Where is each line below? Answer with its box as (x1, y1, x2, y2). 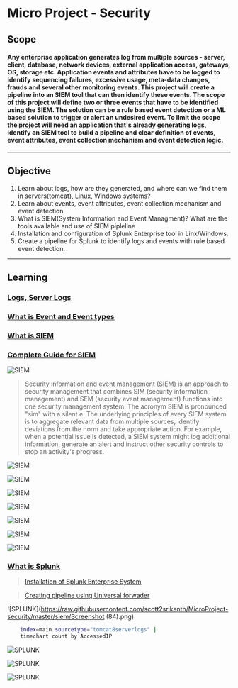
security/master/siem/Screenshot (7, 612, 105, 621)
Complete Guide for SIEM (7, 350, 96, 360)
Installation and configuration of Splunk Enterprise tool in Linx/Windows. (17, 229, 229, 238)
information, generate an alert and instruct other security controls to (24, 440, 224, 448)
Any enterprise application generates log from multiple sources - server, (7, 53, 225, 62)
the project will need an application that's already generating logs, (7, 121, 207, 129)
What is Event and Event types (7, 311, 115, 321)
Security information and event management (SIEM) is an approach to (24, 379, 229, 388)
